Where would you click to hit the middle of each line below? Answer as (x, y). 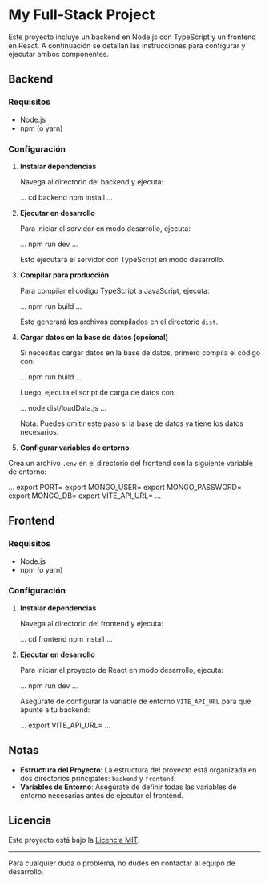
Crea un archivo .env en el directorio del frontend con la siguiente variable (131, 463)
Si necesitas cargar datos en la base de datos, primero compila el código (140, 352)
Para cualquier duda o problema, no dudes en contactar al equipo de (122, 863)
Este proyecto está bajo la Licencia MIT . (74, 840)
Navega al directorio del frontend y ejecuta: (92, 623)
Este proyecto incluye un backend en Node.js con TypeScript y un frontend (132, 37)
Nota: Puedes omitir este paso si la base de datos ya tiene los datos (132, 423)
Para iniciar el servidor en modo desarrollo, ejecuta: (105, 228)
